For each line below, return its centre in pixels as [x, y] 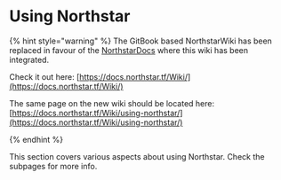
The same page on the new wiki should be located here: [112, 103]
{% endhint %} [36, 139]
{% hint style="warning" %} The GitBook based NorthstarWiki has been [141, 41]
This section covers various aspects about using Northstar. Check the [137, 156]
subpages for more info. [53, 166]
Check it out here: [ [44, 76]
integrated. [29, 59]
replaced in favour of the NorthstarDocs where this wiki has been [129, 50]
